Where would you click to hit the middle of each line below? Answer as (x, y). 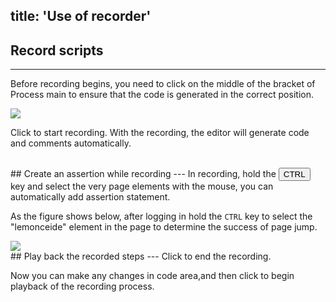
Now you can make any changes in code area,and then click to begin (152, 276)
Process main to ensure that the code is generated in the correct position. (162, 95)
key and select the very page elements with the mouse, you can (142, 186)
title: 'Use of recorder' (81, 16)
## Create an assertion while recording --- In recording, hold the (143, 174)
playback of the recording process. (82, 286)
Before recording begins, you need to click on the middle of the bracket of (163, 84)
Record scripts (57, 50)
